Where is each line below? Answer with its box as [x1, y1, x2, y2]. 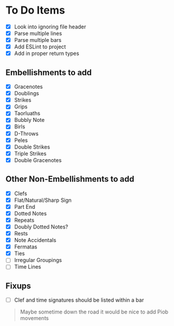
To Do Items [5, 4, 66, 17]
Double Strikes [14, 143, 50, 150]
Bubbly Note [14, 117, 45, 124]
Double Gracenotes [14, 156, 62, 163]
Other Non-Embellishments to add [5, 174, 134, 184]
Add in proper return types [14, 50, 79, 57]
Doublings [14, 90, 40, 97]
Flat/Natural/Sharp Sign [14, 196, 72, 204]
